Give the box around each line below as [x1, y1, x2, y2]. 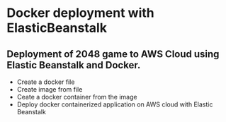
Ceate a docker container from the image [16, 93, 137, 101]
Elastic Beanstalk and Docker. [6, 59, 141, 71]
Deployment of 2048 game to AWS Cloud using [6, 48, 220, 60]
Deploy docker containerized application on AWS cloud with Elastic [16, 100, 213, 109]
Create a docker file [16, 78, 75, 86]
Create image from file [16, 85, 83, 93]
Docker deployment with [6, 5, 154, 21]
